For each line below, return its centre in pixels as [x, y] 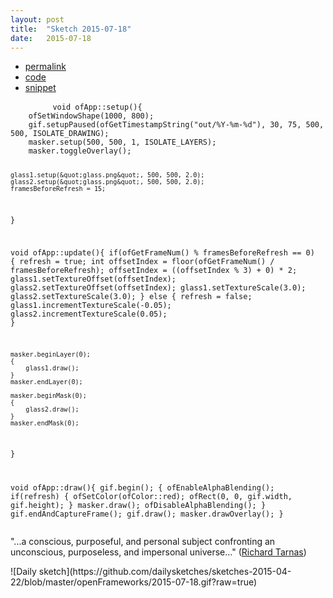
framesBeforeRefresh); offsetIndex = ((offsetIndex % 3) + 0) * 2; [154, 270]
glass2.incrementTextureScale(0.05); [89, 314]
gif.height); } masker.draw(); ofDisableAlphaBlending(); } [138, 506]
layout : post [37, 19]
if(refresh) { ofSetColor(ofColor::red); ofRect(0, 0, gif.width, [151, 497]
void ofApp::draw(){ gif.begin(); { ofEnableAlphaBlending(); [142, 488]
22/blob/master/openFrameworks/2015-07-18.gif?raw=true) [134, 582]
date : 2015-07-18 [51, 38]
